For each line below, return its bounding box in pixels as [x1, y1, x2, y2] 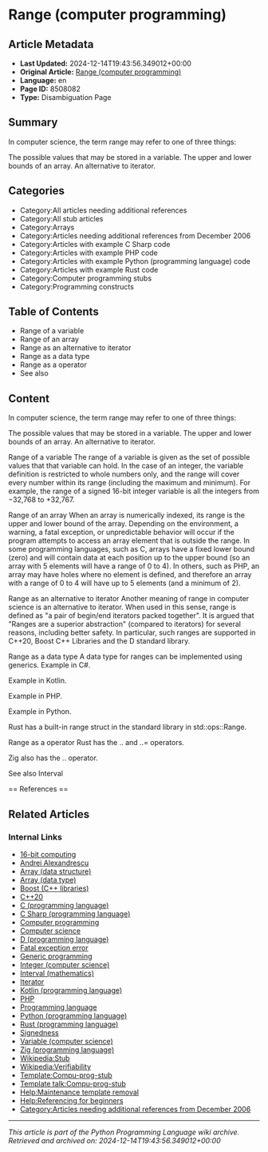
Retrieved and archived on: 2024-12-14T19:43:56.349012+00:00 [8, 1135, 221, 1145]
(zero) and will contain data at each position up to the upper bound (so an [8, 553, 250, 563]
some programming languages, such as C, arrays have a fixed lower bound [8, 544, 255, 554]
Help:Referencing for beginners [19, 1095, 124, 1105]
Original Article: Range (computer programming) [19, 67, 182, 77]
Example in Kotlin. [8, 676, 67, 685]
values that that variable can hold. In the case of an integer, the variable [8, 461, 244, 471]
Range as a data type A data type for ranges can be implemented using [8, 652, 243, 661]
